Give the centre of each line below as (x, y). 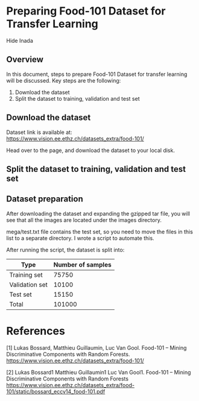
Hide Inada (20, 40)
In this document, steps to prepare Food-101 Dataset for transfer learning (97, 74)
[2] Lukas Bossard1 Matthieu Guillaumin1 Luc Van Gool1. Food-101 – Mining (99, 372)
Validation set (29, 285)
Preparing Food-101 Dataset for (86, 11)
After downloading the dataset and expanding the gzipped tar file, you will (98, 213)
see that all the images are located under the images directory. (84, 220)
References (36, 331)
